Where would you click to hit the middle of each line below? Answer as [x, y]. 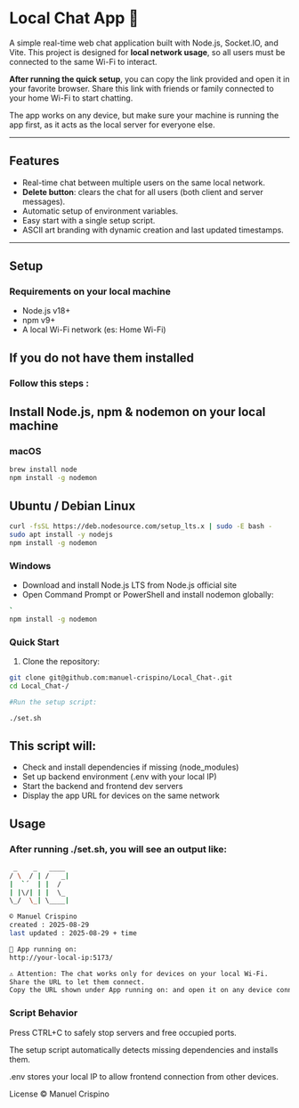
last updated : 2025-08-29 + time [73, 933]
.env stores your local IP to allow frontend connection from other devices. [144, 1076]
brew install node [43, 470]
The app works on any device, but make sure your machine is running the [144, 115]
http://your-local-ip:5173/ [61, 957]
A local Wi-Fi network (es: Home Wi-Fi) [94, 330]
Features [34, 161]
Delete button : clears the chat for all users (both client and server [143, 191]
